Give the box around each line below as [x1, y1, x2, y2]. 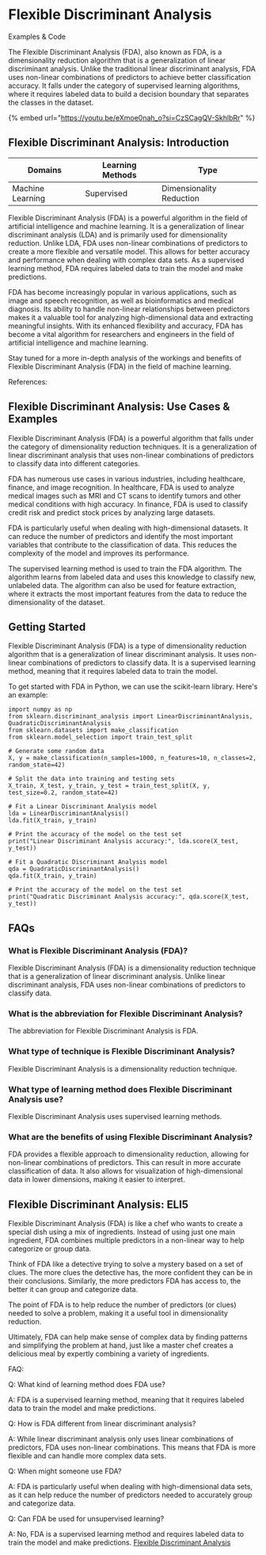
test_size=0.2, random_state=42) [8, 789, 119, 797]
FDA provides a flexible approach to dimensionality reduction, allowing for [8, 1149, 249, 1159]
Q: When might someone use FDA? [8, 1466, 122, 1476]
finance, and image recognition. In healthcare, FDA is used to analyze [8, 482, 235, 492]
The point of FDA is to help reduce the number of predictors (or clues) [8, 1300, 237, 1309]
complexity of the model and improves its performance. [8, 548, 190, 558]
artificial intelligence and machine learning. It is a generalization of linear [8, 221, 245, 231]
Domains [27, 164, 62, 175]
